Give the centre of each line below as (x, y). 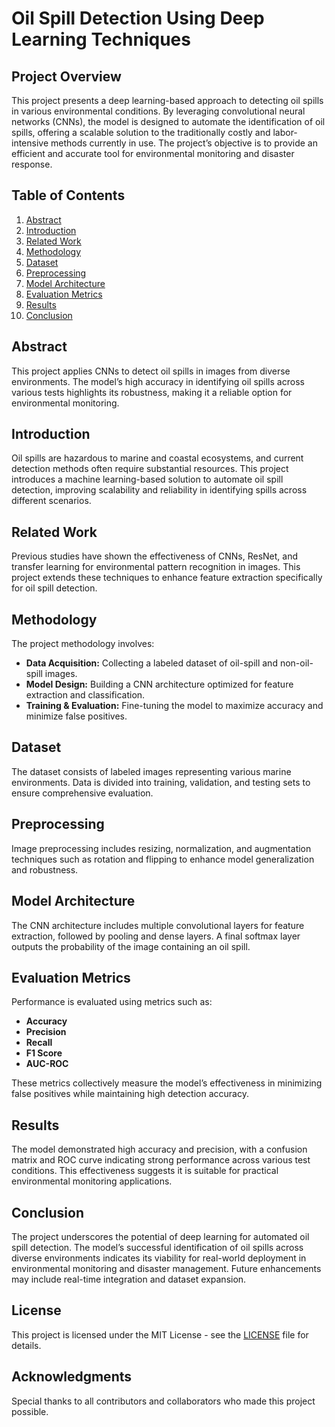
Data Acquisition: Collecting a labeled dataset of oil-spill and (151, 663)
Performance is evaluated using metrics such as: (112, 1002)
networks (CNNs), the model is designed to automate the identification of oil (168, 121)
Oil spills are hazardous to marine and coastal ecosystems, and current (157, 458)
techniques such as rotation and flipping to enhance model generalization (163, 859)
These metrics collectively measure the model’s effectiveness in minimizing (167, 1083)
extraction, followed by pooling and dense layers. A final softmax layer (156, 936)
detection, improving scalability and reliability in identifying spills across (159, 490)
